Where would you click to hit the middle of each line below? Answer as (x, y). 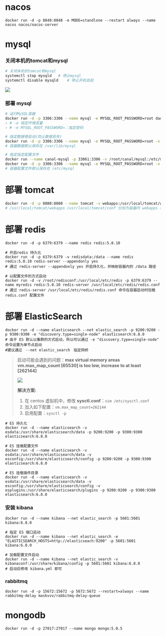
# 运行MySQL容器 (20, 114)
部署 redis (25, 229)
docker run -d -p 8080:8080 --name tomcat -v (53, 203)
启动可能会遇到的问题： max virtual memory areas (68, 360)
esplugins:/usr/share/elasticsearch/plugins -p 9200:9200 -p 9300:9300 (80, 490)
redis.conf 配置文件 (25, 295)
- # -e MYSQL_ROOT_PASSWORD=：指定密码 (44, 128)
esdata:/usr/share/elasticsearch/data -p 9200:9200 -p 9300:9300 (74, 432)
